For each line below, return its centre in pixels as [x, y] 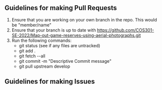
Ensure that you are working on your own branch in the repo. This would [84, 19]
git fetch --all [32, 56]
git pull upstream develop [44, 66]
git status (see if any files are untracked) [60, 45]
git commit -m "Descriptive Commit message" [65, 61]
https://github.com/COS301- [125, 30]
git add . [27, 51]
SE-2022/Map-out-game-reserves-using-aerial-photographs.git [76, 35]
